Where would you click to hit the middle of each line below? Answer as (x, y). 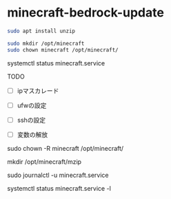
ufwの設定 (32, 105)
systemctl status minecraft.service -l (59, 188)
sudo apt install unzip (41, 31)
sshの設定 (31, 120)
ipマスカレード (38, 90)
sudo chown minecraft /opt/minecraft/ (63, 50)
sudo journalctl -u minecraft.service (58, 175)
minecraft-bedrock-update (85, 13)
